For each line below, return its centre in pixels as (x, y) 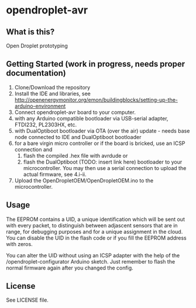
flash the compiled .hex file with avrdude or (75, 155)
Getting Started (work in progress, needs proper (96, 64)
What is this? (30, 32)
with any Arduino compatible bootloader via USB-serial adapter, (91, 118)
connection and (33, 149)
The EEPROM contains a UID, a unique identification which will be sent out (96, 219)
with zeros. (20, 244)
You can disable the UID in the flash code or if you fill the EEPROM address (96, 238)
